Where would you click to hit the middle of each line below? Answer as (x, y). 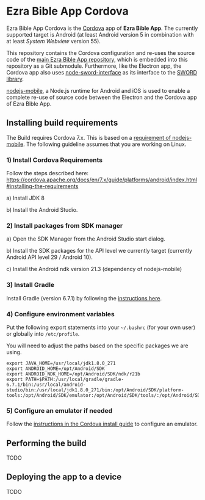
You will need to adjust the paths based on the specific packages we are (97, 346)
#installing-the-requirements (42, 186)
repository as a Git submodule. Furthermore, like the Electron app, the (94, 66)
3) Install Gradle (31, 285)
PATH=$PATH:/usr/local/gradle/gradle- (74, 379)
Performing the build (46, 443)
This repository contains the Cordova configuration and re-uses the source (101, 53)
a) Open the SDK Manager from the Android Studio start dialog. (86, 239)
